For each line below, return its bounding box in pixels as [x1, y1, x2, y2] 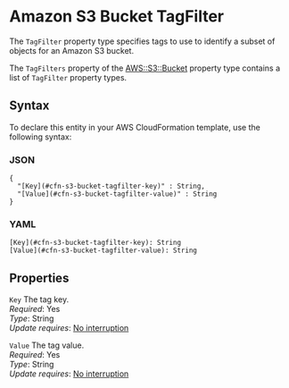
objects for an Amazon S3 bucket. [9, 45, 135, 55]
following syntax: [9, 131, 72, 142]
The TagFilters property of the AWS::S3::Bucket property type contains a [9, 63, 281, 73]
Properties [9, 270, 70, 285]
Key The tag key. [9, 294, 70, 305]
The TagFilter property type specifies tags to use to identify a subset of [9, 36, 276, 46]
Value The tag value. [9, 340, 85, 350]
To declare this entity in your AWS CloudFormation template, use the [9, 122, 260, 132]
